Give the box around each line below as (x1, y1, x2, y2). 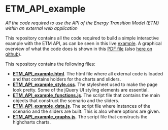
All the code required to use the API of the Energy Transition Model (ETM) (5, 20, 159, 26)
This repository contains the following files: (5, 61, 95, 67)
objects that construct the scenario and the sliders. (12, 97, 119, 104)
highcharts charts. (12, 119, 51, 125)
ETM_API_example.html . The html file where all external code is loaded (12, 70, 163, 76)
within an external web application (5, 25, 78, 31)
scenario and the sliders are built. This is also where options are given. (12, 108, 160, 114)
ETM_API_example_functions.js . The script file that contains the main (12, 92, 160, 98)
